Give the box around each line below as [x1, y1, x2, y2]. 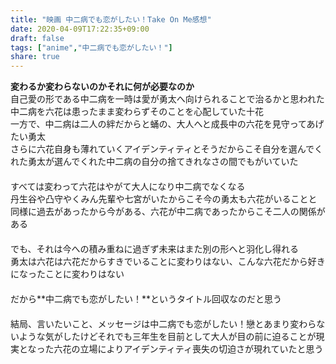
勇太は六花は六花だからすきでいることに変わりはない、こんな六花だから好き [10, 256, 326, 268]
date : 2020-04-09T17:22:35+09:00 [10, 24, 150, 34]
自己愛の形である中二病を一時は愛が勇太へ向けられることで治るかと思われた [10, 93, 325, 105]
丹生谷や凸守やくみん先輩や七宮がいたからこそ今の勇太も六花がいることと [10, 193, 318, 205]
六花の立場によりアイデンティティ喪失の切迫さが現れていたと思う [53, 343, 324, 355]
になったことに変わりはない [10, 268, 125, 280]
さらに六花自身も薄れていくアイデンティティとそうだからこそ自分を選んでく [10, 143, 324, 155]
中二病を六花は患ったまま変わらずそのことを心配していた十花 [10, 106, 264, 118]
